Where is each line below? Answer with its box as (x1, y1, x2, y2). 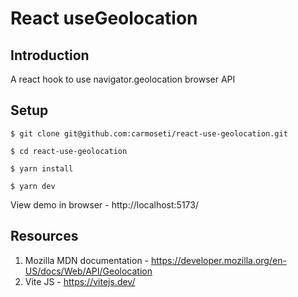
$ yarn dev (10, 181, 56, 191)
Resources (10, 228, 79, 245)
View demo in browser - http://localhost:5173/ (10, 198, 199, 211)
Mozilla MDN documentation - (24, 254, 150, 266)
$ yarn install (10, 163, 74, 174)
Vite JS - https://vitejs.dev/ (24, 275, 136, 287)
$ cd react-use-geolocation (10, 146, 128, 156)
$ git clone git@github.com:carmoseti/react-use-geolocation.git (10, 128, 288, 139)
